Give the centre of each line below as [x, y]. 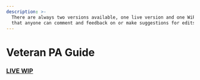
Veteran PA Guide [51, 52]
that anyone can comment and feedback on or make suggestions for [96, 23]
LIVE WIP [20, 71]
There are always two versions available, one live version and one [98, 17]
